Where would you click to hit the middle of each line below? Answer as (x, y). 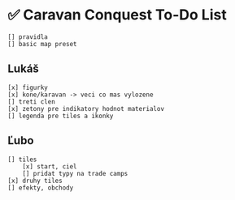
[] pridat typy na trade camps (75, 173)
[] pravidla (28, 37)
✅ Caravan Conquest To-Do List (117, 15)
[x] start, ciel (50, 166)
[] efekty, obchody (41, 188)
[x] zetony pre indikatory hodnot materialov (86, 109)
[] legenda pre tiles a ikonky (61, 116)
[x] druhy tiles (35, 181)
